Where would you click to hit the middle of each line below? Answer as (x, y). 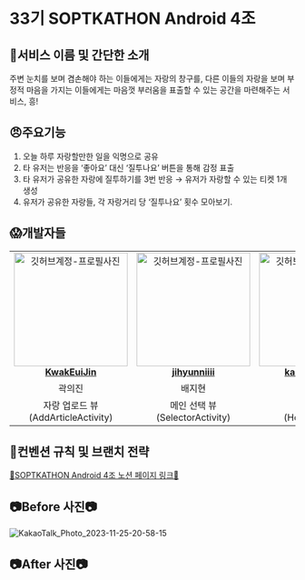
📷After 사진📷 (49, 564)
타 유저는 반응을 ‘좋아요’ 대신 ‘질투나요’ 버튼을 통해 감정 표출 (128, 167)
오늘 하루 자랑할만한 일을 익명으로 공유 (90, 156)
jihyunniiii (193, 372)
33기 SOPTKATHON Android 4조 (133, 19)
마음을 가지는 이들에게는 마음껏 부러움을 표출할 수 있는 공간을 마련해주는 (153, 90)
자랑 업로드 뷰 (71, 405)
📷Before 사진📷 (54, 507)
